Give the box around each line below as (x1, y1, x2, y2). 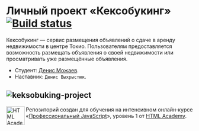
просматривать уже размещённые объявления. (6, 55, 128, 62)
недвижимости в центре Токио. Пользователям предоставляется (6, 43, 173, 50)
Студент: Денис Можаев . (14, 66, 79, 74)
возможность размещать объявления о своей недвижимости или (6, 49, 174, 56)
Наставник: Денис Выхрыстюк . (14, 73, 86, 80)
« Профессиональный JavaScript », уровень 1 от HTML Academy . (25, 112, 187, 119)
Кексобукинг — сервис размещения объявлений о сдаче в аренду (6, 36, 176, 43)
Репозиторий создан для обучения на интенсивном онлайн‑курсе (25, 106, 193, 113)
